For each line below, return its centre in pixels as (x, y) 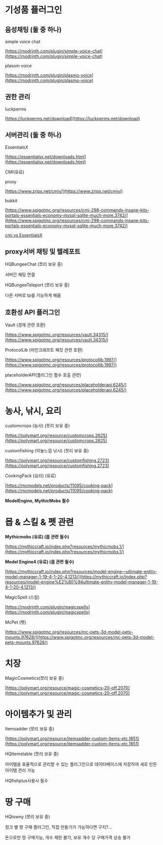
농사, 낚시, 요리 (33, 411)
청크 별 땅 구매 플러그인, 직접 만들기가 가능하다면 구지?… (59, 827)
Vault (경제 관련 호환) (25, 325)
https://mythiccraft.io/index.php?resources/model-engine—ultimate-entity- (82, 571)
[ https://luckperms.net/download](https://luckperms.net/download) (72, 118)
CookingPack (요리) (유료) (31, 476)
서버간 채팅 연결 (20, 275)
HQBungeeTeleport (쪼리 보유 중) (37, 285)
